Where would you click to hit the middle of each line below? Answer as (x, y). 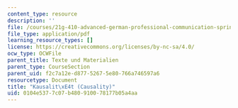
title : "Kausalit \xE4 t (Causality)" (61, 87)
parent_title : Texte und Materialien (63, 60)
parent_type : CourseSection (49, 67)
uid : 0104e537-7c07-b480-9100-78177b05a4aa (73, 93)
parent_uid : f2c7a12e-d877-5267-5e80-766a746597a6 (84, 73)
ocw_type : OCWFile (34, 54)
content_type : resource (42, 14)
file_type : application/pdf (49, 34)
